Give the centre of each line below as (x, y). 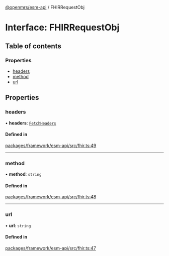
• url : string (18, 225)
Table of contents (33, 46)
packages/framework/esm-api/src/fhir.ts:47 (51, 248)
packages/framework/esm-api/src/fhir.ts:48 (51, 197)
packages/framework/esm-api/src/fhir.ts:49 (51, 146)
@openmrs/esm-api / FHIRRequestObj (45, 7)
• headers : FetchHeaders (31, 123)
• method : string (23, 174)
